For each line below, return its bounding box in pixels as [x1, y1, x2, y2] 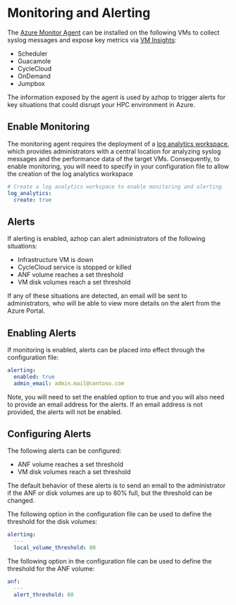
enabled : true [13, 373, 55, 380]
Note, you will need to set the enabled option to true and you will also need [7, 392, 225, 401]
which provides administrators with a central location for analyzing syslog [7, 146, 221, 156]
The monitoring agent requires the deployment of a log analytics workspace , [7, 139, 230, 148]
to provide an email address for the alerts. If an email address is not [7, 400, 203, 408]
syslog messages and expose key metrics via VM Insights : [7, 35, 177, 44]
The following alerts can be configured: [7, 447, 122, 455]
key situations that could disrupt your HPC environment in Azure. [7, 100, 196, 108]
